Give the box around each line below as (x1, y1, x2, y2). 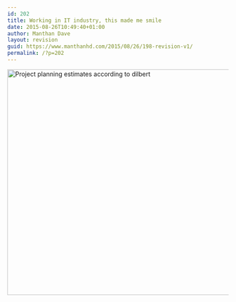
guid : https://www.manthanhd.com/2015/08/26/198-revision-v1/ (7, 43, 193, 50)
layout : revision (7, 37, 58, 44)
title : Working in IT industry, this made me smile (7, 17, 162, 24)
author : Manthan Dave (7, 30, 71, 37)
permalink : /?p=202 (7, 50, 65, 57)
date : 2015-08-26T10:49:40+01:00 (7, 23, 105, 30)
